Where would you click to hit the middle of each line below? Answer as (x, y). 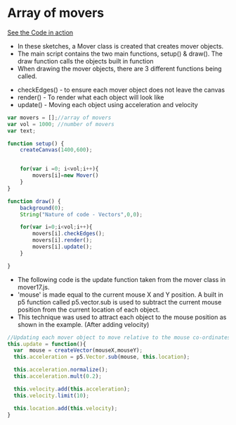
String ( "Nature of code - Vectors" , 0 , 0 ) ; (81, 214)
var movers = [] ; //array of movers (59, 118)
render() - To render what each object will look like (91, 97)
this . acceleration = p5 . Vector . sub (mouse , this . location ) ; (102, 357)
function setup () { (36, 143)
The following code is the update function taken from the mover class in (122, 279)
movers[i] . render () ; (63, 240)
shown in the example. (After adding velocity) (83, 324)
